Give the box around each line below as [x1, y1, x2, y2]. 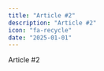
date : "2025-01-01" [8, 33, 72, 42]
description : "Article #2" [8, 19, 97, 27]
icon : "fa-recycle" [8, 26, 72, 34]
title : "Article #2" [8, 11, 76, 20]
